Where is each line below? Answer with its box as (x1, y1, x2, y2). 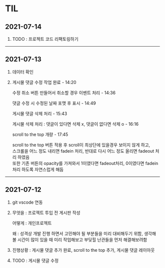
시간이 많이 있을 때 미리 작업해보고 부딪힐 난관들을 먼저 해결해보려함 (17, 237, 147, 242)
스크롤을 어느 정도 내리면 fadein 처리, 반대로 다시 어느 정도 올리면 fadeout (12, 148, 155, 154)
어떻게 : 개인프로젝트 (12, 220, 52, 226)
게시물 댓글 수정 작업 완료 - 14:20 (12, 79, 77, 85)
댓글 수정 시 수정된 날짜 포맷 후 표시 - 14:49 (12, 100, 96, 106)
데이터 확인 (12, 69, 34, 75)
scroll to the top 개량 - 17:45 (12, 131, 69, 137)
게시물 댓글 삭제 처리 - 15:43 (12, 110, 67, 116)
